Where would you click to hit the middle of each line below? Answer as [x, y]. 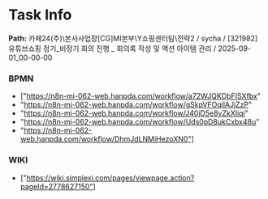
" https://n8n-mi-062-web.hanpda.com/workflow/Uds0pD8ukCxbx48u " [140, 122]
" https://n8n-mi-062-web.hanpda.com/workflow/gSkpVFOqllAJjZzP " [136, 105]
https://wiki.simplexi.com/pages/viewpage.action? [110, 178]
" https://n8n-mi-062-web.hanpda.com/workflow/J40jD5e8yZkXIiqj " [134, 113]
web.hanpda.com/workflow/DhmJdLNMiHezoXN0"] [107, 139]
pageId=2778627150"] [58, 186]
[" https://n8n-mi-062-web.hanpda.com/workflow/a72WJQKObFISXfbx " [140, 96]
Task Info [40, 15]
